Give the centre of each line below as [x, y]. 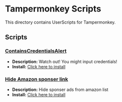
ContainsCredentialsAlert [36, 51]
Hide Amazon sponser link [37, 79]
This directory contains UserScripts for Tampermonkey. [61, 22]
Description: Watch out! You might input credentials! [65, 62]
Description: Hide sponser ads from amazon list [60, 89]
